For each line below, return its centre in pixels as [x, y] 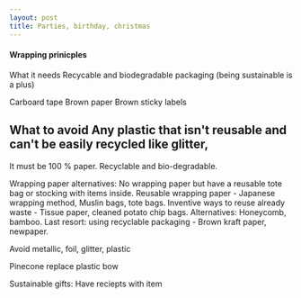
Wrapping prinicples [48, 55]
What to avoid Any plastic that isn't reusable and [148, 130]
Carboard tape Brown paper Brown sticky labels [98, 102]
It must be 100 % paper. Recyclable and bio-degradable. [114, 166]
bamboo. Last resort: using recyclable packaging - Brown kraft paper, [138, 221]
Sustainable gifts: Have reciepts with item [86, 284]
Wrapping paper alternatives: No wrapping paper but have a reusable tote [146, 183]
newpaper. [29, 231]
